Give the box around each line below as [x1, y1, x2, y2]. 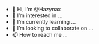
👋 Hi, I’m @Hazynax [11, 6, 61, 12]
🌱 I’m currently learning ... [11, 18, 76, 25]
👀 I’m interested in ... [11, 12, 63, 19]
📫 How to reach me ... [11, 32, 68, 38]
